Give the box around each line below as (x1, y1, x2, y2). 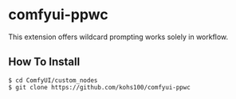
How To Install (8, 55, 81, 69)
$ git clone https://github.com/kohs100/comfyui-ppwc (8, 83, 191, 91)
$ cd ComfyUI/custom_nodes (8, 76, 98, 85)
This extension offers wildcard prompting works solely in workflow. (8, 32, 229, 42)
